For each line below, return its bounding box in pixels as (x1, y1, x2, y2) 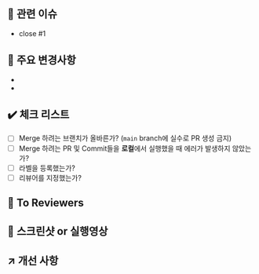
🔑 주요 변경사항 (7, 53, 76, 67)
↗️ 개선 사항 (7, 254, 59, 267)
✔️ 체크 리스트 (7, 108, 70, 122)
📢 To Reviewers (7, 196, 84, 210)
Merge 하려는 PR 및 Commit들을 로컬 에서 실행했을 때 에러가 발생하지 (18, 144, 231, 153)
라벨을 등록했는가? (18, 163, 75, 173)
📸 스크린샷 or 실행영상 (7, 225, 108, 238)
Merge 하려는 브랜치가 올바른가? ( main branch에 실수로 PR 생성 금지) (18, 133, 232, 143)
